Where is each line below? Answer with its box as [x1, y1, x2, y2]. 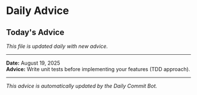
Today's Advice [6, 27, 64, 37]
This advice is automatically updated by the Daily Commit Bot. [6, 83, 157, 89]
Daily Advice [6, 4, 69, 17]
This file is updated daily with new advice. [6, 43, 108, 50]
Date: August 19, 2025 [6, 59, 60, 66]
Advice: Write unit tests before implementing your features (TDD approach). [6, 66, 191, 72]
